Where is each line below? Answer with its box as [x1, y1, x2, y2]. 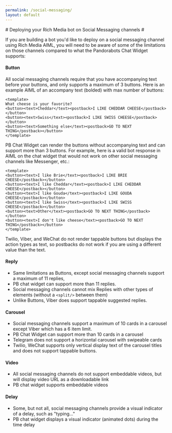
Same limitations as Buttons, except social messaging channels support [12, 269, 165, 276]
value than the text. [5, 246, 46, 252]
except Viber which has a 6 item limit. [12, 326, 92, 332]
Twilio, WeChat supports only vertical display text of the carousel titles [12, 342, 162, 349]
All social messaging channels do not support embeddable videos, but [12, 371, 162, 377]
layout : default [5, 12, 40, 17]
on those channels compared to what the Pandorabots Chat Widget [5, 47, 148, 53]
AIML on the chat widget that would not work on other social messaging [5, 153, 158, 159]
